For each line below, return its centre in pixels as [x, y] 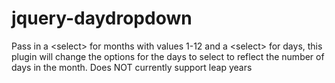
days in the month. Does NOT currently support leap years [132, 67]
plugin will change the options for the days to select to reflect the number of [168, 56]
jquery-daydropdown [102, 18]
